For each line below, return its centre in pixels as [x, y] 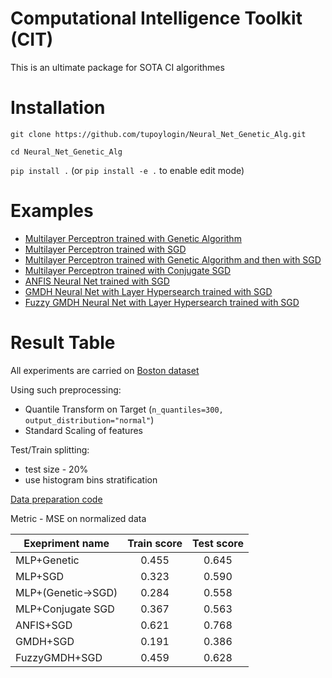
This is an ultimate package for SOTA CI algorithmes [117, 67]
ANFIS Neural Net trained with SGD [97, 281]
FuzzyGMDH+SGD [59, 657]
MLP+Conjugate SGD [65, 609]
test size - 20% [56, 469]
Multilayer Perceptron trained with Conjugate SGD [128, 270]
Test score [217, 543]
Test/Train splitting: [50, 449]
